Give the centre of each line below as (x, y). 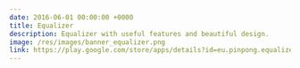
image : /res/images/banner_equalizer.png (87, 42)
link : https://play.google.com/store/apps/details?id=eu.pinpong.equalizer (153, 50)
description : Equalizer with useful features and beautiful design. (139, 34)
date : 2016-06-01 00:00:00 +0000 (71, 17)
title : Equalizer (42, 26)
